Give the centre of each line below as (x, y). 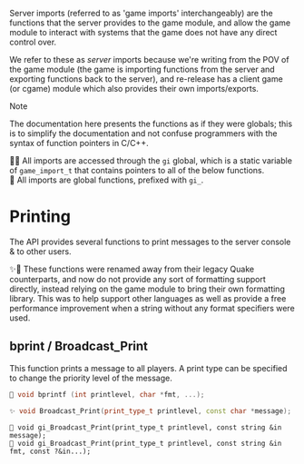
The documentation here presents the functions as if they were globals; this (151, 123)
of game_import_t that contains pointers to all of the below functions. (137, 170)
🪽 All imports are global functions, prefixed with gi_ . (107, 180)
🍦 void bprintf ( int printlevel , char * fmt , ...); (107, 394)
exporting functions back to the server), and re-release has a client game (146, 79)
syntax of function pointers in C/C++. (79, 143)
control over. (33, 42)
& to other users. (40, 251)
